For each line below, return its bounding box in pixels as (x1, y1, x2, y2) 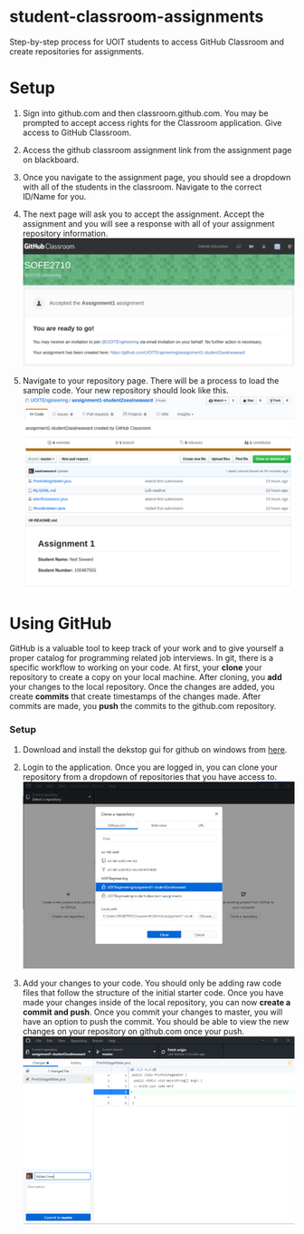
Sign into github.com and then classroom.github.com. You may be (22, 107, 269, 119)
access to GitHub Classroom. (22, 127, 132, 138)
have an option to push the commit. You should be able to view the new (22, 1015, 290, 1026)
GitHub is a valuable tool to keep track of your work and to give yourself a (9, 643, 284, 654)
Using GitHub (9, 613, 112, 634)
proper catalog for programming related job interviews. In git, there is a (9, 653, 274, 664)
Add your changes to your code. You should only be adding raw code (22, 977, 282, 988)
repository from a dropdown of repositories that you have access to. (22, 771, 278, 782)
